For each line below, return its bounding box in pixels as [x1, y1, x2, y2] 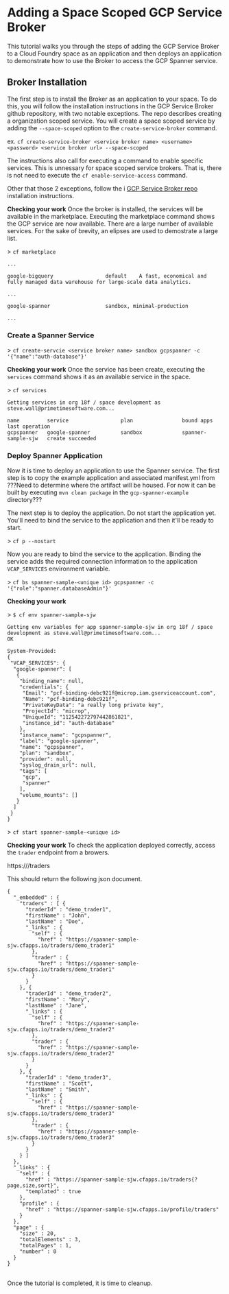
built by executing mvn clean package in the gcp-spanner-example [7, 488, 189, 496]
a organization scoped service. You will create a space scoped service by [7, 117, 215, 125]
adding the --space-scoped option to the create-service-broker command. [7, 123, 217, 132]
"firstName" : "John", [25, 912, 91, 920]
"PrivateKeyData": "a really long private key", [22, 702, 165, 709]
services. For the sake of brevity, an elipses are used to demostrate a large [7, 226, 218, 235]
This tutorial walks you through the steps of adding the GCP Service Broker [7, 42, 219, 50]
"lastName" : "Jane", [25, 1003, 88, 1009]
